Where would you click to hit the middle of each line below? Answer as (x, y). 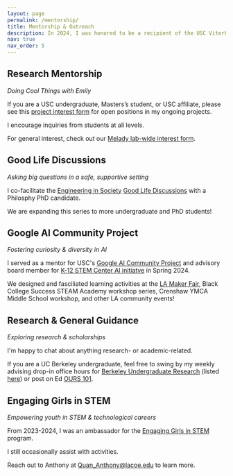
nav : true (21, 40)
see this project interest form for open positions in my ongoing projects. (110, 111)
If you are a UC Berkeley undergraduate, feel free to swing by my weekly (111, 364)
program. (20, 439)
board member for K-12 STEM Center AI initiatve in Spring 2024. (99, 271)
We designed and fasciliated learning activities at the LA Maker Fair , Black (113, 284)
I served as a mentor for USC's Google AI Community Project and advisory (114, 263)
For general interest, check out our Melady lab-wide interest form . (102, 138)
